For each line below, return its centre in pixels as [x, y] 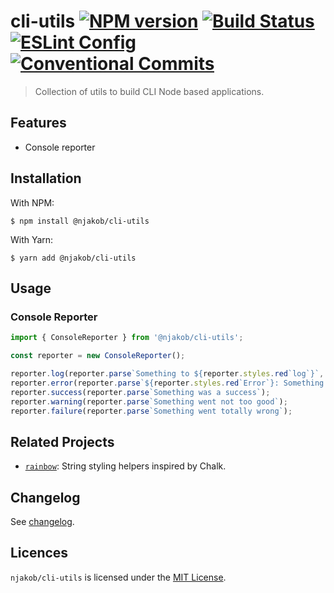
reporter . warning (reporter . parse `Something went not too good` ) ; [149, 401]
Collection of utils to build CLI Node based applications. [149, 91]
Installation [46, 178]
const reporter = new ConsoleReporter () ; [98, 356]
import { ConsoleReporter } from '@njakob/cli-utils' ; [127, 338]
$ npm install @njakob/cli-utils [80, 221]
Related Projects [62, 441]
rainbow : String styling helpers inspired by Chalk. [125, 466]
